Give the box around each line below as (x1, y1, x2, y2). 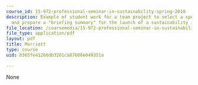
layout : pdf (6, 36, 35, 42)
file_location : (6, 25, 44, 31)
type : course (6, 47, 38, 53)
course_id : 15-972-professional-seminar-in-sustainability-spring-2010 (6, 8, 186, 15)
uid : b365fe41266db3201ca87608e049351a (6, 52, 104, 58)
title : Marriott (6, 42, 46, 47)
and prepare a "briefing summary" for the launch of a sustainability (11, 19, 189, 25)
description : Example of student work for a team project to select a (6, 14, 183, 20)
